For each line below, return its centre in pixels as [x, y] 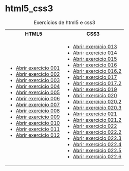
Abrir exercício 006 [38, 98]
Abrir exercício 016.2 [97, 71]
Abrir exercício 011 [38, 129]
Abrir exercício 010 [38, 123]
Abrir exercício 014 [95, 53]
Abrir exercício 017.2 [97, 83]
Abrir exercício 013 [95, 46]
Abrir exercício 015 [95, 59]
